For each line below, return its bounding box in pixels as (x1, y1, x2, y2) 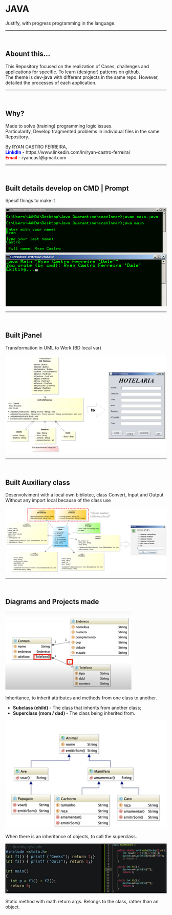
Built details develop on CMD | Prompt (5, 184, 129, 193)
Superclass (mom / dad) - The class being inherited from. (12, 710, 136, 716)
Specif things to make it (5, 198, 55, 204)
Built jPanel (5, 331, 42, 340)
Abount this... (5, 50, 50, 58)
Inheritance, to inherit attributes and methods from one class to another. (5, 695, 157, 701)
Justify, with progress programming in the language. (5, 20, 116, 26)
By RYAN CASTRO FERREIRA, (5, 143, 68, 150)
